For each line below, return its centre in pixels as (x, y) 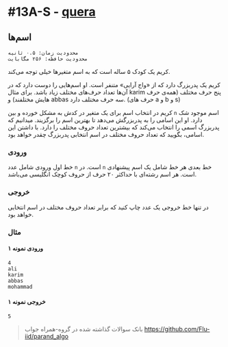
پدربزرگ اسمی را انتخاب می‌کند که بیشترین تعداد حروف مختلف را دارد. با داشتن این (114, 127)
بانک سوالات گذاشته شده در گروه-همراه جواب (84, 329)
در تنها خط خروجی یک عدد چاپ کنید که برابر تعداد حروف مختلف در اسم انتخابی (109, 207)
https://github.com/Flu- (177, 329)
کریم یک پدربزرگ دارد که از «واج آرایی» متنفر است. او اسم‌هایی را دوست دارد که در (114, 85)
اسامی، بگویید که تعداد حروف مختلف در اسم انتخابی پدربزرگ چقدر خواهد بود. (106, 134)
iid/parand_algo (47, 336)
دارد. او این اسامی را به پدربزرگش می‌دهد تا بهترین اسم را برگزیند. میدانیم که (105, 120)
